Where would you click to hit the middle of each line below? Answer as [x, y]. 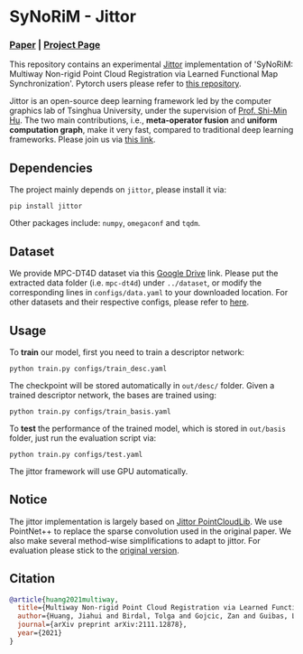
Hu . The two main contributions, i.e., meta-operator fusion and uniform [143, 120]
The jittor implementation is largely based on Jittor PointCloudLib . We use [146, 521]
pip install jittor [46, 206]
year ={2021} [40, 633]
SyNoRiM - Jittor [73, 17]
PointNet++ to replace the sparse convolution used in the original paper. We [150, 531]
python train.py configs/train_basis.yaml [90, 411]
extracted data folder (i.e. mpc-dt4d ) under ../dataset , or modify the [136, 283]
